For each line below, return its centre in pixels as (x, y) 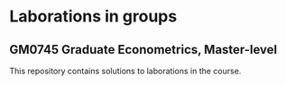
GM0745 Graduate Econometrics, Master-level (143, 50)
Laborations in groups (93, 17)
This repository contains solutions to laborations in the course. (125, 71)
